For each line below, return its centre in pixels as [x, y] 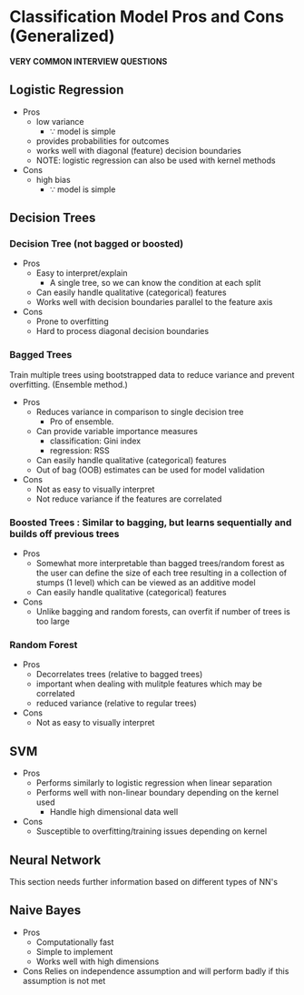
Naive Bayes [45, 911]
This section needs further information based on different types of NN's [144, 881]
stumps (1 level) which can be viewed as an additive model [146, 583]
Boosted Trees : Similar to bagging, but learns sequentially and [151, 523]
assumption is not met [64, 980]
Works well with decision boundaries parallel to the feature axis [154, 302]
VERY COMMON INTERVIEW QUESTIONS [88, 61]
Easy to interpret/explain [82, 273]
